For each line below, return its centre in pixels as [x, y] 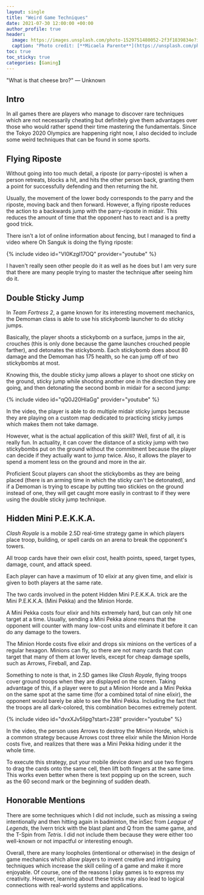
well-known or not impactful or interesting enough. [70, 841]
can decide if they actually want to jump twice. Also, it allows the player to [99, 455]
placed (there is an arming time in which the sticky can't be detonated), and [101, 480]
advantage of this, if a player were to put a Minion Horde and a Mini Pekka [99, 688]
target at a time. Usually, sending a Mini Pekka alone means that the [91, 619]
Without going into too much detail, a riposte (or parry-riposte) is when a [97, 173]
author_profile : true [34, 29]
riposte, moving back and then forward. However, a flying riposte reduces [99, 205]
